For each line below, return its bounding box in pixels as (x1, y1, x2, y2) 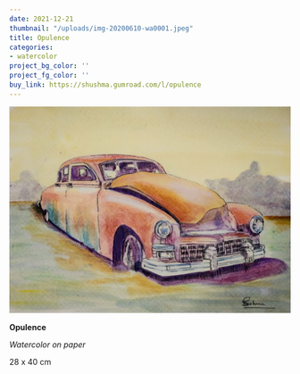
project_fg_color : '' (9, 71, 90, 80)
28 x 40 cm (9, 356, 52, 367)
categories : (9, 43, 54, 52)
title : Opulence (9, 33, 70, 42)
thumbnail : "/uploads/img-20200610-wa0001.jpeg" (9, 23, 194, 33)
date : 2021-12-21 (9, 14, 74, 23)
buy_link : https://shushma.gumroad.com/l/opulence (9, 80, 202, 89)
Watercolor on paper (9, 339, 87, 350)
